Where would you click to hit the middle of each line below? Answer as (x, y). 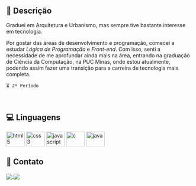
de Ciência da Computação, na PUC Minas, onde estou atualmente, (88, 61)
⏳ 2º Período (23, 86)
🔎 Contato (25, 162)
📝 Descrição (29, 11)
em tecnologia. (24, 31)
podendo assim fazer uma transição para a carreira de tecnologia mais (92, 68)
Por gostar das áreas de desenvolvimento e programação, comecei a (90, 43)
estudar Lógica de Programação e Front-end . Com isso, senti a (83, 49)
